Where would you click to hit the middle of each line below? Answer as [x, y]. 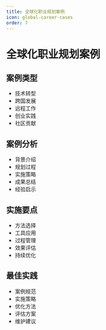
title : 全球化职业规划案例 [36, 12]
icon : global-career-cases [40, 17]
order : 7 [17, 23]
